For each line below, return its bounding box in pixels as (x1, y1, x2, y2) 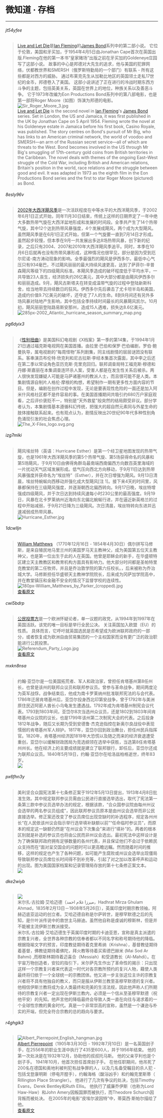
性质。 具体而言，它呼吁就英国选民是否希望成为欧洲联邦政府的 (17, 628, 142, 634)
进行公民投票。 (21, 640, 52, 646)
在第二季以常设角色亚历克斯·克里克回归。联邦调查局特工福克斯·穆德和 (17, 361, 156, 367)
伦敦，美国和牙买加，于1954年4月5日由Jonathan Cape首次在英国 (21, 49, 152, 55)
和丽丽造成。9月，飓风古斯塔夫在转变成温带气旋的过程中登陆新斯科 (17, 280, 152, 286)
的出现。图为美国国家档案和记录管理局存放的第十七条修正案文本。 (17, 862, 149, 868)
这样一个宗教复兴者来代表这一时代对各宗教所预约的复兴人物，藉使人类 (17, 966, 158, 972)
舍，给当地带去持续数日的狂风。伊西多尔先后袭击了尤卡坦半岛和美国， (17, 286, 158, 292)
